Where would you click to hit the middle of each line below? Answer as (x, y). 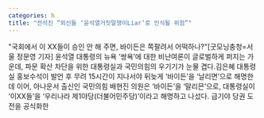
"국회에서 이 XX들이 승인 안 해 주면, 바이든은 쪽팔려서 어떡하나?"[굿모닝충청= (128, 46)
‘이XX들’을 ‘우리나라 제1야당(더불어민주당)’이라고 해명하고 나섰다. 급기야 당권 (127, 96)
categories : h (32, 15)
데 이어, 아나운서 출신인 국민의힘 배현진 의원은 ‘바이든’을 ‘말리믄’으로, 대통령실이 (132, 86)
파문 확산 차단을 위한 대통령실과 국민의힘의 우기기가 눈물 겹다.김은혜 (130, 66)
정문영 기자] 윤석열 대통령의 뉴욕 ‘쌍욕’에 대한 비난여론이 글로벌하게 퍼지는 (131, 56)
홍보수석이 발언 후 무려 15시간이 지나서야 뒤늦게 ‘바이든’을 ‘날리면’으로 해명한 (135, 76)
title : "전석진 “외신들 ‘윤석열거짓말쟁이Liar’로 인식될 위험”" (100, 23)
